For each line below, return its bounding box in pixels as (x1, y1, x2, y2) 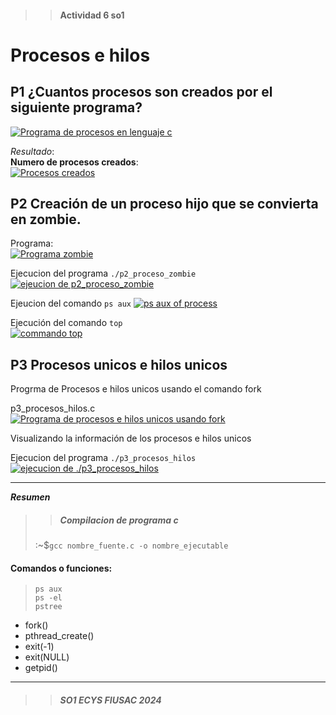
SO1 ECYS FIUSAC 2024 (59, 694, 162, 706)
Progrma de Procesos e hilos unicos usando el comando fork (10, 383, 262, 395)
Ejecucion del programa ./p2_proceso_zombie (10, 267, 197, 280)
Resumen (10, 491, 51, 503)
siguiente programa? (10, 99, 143, 116)
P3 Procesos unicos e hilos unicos (10, 356, 228, 373)
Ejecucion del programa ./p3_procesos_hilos (10, 452, 197, 464)
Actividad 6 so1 (59, 9, 125, 21)
